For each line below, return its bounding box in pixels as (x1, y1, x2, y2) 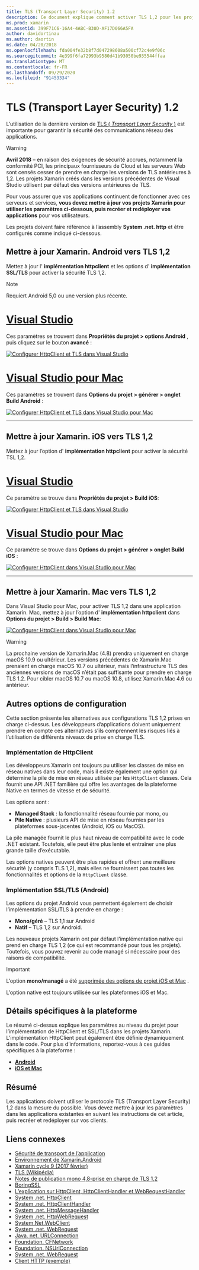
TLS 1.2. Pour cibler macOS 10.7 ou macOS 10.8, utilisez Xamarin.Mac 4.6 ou (6, 675, 192, 682)
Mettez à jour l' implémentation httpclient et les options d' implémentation (6, 262, 191, 269)
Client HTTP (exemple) (14, 1258, 70, 1265)
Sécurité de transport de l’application (14, 1150, 105, 1157)
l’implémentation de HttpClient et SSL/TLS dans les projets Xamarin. (6, 1028, 172, 1035)
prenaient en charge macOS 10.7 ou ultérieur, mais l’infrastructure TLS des (6, 663, 188, 670)
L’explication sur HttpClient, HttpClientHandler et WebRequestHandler (14, 1188, 185, 1195)
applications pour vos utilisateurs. (6, 212, 90, 219)
